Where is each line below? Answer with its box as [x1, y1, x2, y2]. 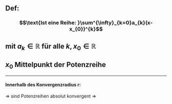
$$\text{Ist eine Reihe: [19, 19, 77, 26]
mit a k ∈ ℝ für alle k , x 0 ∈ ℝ [5, 42, 96, 52]
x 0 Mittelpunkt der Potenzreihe [5, 60, 106, 71]
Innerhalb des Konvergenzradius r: [5, 82, 81, 88]
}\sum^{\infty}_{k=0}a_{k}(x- [77, 19, 153, 26]
